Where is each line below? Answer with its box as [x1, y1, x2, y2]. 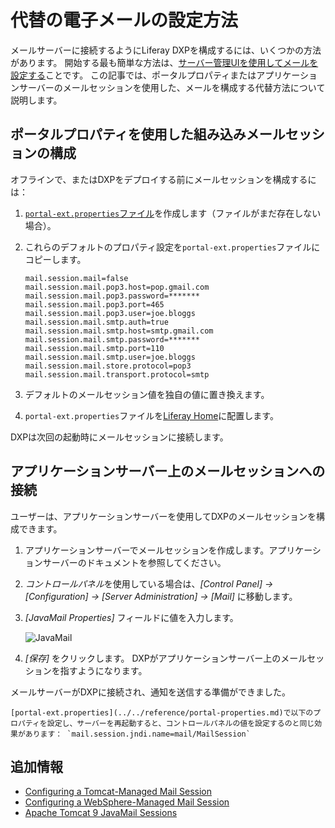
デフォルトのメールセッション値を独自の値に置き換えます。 [24, 388, 270, 400]
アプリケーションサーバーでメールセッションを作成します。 [24, 544, 270, 556]
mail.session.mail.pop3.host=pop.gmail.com [24, 282, 210, 292]
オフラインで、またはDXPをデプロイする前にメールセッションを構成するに [10, 173, 317, 185]
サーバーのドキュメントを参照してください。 [42, 556, 227, 568]
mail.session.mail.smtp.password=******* [24, 334, 200, 345]
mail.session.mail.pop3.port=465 [24, 299, 165, 310]
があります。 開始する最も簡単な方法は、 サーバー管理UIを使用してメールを [10, 56, 319, 68]
